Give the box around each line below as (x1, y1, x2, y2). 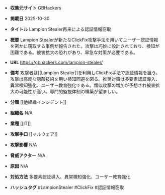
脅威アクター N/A (10, 152, 46, 158)
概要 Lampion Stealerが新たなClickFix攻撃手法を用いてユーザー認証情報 (10, 37, 158, 43)
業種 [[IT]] (10, 120, 31, 126)
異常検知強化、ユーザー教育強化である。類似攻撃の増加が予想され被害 (10, 82, 156, 88)
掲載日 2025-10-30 (10, 16, 50, 22)
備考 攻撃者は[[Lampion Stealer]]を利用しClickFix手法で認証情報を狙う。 (10, 70, 160, 76)
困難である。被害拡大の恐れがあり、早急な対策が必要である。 (10, 50, 138, 55)
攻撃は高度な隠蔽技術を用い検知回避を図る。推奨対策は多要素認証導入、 (10, 76, 160, 82)
